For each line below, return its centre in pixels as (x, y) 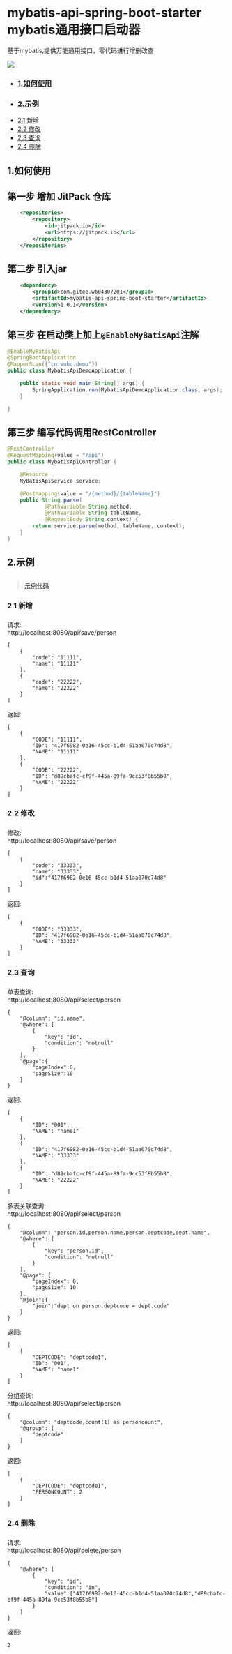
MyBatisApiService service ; (60, 481)
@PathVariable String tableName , (93, 513)
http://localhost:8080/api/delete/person (64, 1550)
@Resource (34, 475)
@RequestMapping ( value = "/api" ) (56, 456)
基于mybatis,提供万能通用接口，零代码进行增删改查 (80, 50)
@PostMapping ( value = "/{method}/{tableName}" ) (90, 493)
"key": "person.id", (74, 1251)
